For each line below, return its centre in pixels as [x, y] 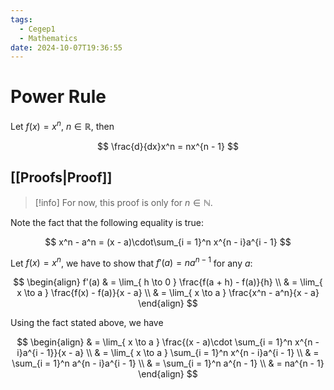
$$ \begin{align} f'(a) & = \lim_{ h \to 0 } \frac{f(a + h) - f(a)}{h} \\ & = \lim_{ [168, 282]
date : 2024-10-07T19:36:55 [66, 47]
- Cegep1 [37, 29]
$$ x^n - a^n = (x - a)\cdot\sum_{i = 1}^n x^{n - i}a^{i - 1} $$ [168, 242]
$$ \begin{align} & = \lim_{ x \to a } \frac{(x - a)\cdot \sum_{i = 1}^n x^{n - [168, 342]
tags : [21, 19]
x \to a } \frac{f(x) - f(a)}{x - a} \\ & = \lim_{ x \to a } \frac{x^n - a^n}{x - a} [168, 293]
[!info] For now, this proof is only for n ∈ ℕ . [123, 202]
